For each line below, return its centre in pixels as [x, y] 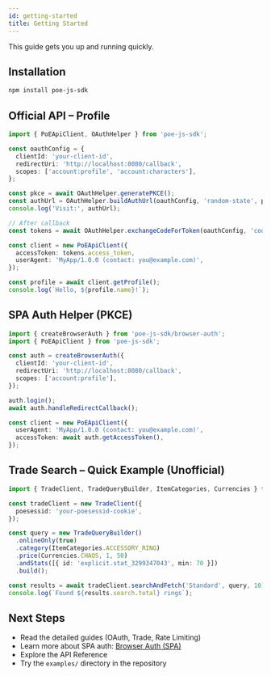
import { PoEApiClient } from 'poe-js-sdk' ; [84, 341]
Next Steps [37, 618]
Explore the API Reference [64, 655]
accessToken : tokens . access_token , [75, 253]
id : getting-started [43, 16]
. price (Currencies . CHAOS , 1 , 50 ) [72, 556]
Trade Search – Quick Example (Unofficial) [117, 470]
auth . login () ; [32, 400]
